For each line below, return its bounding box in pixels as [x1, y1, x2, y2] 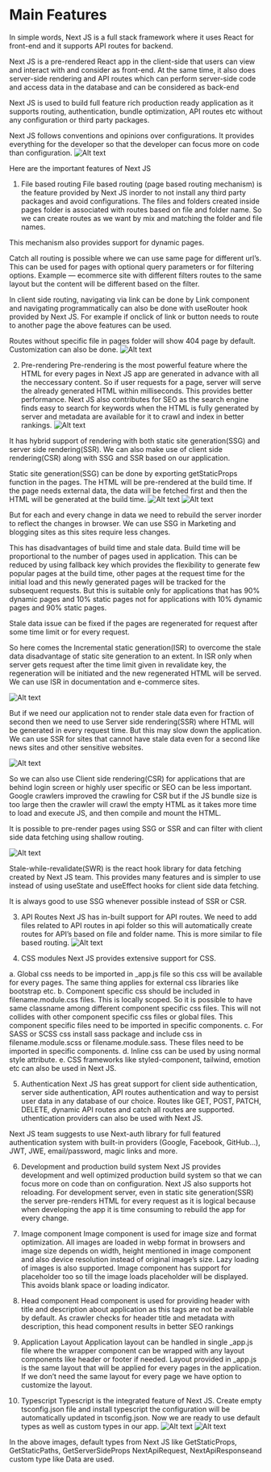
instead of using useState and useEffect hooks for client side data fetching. [9, 880, 259, 890]
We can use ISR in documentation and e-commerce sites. [9, 676, 200, 687]
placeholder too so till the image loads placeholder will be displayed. [20, 1271, 248, 1281]
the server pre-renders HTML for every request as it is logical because [20, 1196, 256, 1206]
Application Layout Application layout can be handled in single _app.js [20, 1337, 253, 1347]
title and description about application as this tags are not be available [20, 1304, 254, 1314]
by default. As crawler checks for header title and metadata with [20, 1313, 235, 1323]
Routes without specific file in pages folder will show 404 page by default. [9, 336, 256, 345]
